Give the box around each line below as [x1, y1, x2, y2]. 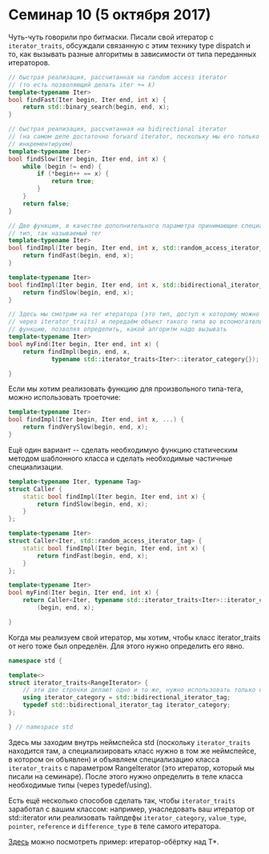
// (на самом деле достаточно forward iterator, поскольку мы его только [8, 132, 260, 141]
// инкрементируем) [8, 140, 74, 148]
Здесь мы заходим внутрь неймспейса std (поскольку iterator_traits [8, 737, 251, 747]
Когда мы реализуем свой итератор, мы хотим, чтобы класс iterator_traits [8, 632, 261, 642]
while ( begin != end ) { [22, 162, 102, 170]
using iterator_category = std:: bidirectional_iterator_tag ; [22, 693, 231, 701]
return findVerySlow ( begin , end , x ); [22, 423, 149, 431]
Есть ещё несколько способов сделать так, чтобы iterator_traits [8, 795, 236, 805]
